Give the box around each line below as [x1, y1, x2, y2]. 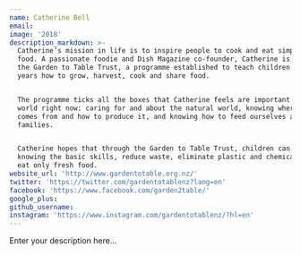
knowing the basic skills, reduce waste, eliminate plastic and [17, 153, 262, 162]
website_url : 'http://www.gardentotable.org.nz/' [9, 169, 199, 178]
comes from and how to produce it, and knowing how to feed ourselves [17, 112, 287, 121]
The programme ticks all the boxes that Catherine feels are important [17, 95, 291, 104]
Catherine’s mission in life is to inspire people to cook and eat [17, 47, 275, 55]
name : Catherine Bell [9, 13, 90, 22]
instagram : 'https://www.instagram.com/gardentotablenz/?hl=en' [9, 211, 254, 220]
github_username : [9, 202, 74, 211]
